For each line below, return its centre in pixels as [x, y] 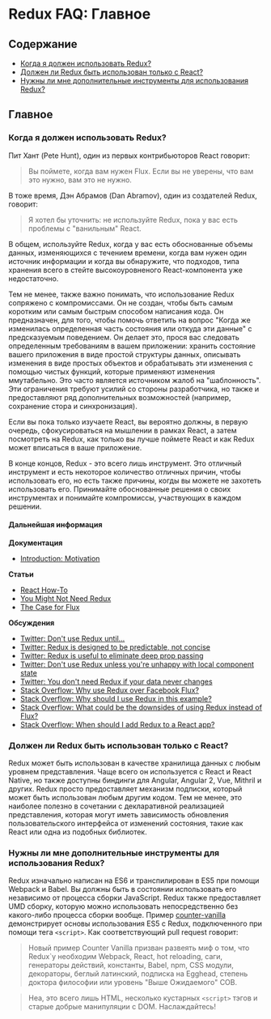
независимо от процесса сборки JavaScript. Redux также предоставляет [135, 898]
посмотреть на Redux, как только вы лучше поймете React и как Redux [131, 439]
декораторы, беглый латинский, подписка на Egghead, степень [138, 974]
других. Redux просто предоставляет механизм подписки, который [125, 789]
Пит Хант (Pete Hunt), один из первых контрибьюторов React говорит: [129, 156]
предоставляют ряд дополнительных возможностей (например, [120, 397]
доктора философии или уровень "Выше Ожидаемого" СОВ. [133, 983]
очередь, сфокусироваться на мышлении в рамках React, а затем [123, 430]
